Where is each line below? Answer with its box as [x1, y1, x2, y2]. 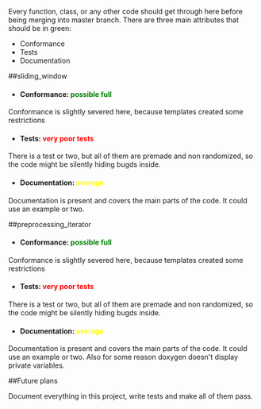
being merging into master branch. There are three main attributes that [8, 15, 240, 25]
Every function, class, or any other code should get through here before [8, 7, 244, 16]
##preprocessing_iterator [8, 219, 91, 229]
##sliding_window [8, 71, 67, 80]
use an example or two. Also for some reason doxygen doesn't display [8, 353, 239, 362]
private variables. [8, 361, 65, 370]
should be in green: [8, 24, 71, 33]
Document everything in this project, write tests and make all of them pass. [8, 392, 254, 401]
